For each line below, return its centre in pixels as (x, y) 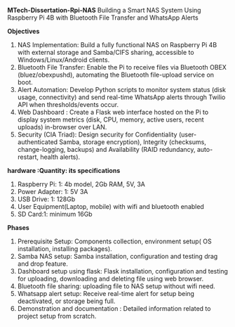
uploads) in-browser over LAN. (62, 127)
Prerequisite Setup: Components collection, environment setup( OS (114, 241)
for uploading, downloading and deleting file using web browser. (110, 278)
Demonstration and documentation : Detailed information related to (114, 308)
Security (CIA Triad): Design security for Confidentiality (97, 134)
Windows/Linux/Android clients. (63, 60)
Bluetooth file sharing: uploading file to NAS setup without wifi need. (116, 286)
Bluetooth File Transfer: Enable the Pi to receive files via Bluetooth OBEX (122, 67)
